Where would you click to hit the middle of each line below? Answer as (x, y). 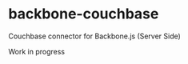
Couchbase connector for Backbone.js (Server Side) (95, 36)
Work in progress (37, 51)
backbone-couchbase (84, 14)
